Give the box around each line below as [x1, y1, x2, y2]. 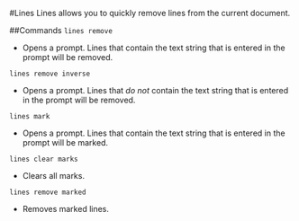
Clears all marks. [22, 171, 86, 181]
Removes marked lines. [22, 204, 110, 214]
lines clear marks [9, 155, 78, 164]
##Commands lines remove [9, 25, 113, 35]
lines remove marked [9, 188, 87, 197]
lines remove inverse [9, 69, 91, 78]
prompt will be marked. [22, 137, 109, 147]
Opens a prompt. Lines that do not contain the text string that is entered [22, 85, 289, 95]
